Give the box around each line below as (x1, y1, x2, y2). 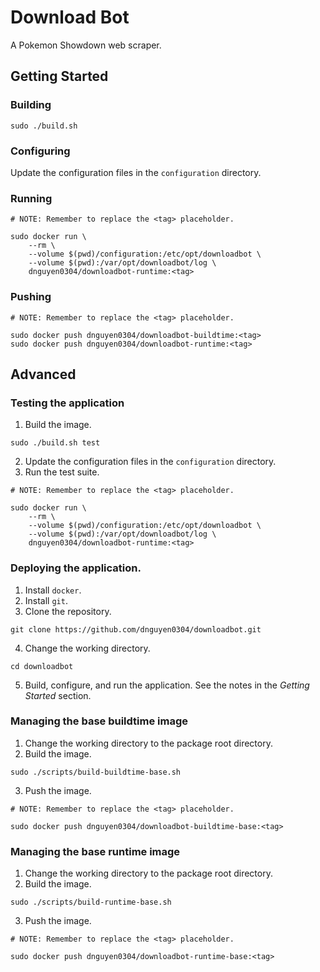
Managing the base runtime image (10, 844, 181, 858)
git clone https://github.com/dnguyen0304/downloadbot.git (10, 624, 262, 635)
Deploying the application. (10, 561, 142, 575)
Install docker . (24, 584, 82, 596)
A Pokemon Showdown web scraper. (10, 39, 162, 51)
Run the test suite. (24, 466, 100, 478)
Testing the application (10, 396, 125, 410)
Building (10, 98, 52, 112)
